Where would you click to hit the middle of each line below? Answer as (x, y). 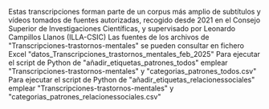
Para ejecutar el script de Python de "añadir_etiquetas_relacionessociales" (132, 80)
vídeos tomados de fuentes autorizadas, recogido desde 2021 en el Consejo (134, 20)
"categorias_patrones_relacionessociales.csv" (85, 97)
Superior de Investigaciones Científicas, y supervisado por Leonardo (122, 28)
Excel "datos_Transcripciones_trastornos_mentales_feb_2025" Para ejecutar (134, 54)
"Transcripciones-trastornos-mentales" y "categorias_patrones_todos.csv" (132, 71)
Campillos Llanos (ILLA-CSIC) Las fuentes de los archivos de (109, 37)
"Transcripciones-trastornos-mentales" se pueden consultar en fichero (126, 46)
